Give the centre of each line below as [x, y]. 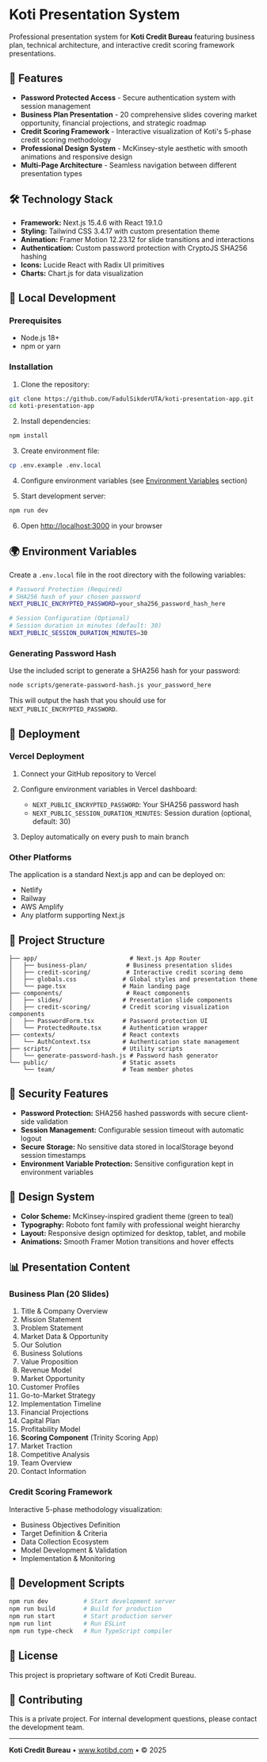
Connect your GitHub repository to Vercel [88, 773]
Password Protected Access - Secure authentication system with [128, 98]
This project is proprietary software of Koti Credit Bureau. [103, 1675]
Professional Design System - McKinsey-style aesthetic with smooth [134, 148]
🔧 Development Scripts [67, 1583]
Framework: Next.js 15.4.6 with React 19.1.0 [92, 222]
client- [238, 1113]
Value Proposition [49, 1362]
